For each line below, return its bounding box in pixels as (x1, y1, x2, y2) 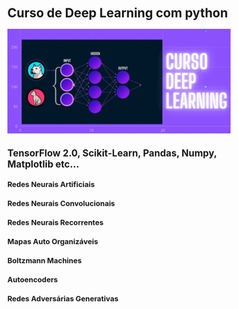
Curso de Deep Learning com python (7, 5, 228, 21)
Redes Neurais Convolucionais (7, 198, 115, 208)
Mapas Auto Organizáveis (7, 237, 98, 246)
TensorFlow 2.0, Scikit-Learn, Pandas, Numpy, (7, 147, 217, 159)
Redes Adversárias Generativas (7, 293, 119, 303)
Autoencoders (7, 274, 58, 284)
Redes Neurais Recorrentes (7, 218, 104, 227)
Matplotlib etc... (7, 158, 79, 171)
